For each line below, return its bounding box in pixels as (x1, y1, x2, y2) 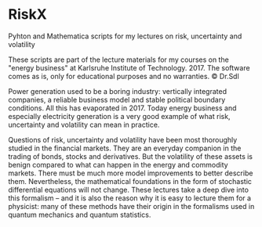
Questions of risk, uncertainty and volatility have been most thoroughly (8, 135, 238, 144)
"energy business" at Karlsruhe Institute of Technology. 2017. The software (8, 63, 250, 72)
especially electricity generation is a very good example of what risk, (8, 111, 231, 121)
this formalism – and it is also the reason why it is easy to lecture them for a (8, 193, 252, 203)
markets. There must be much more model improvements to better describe (8, 168, 253, 178)
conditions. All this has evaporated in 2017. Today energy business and (8, 103, 237, 113)
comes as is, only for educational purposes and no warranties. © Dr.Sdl (8, 71, 239, 81)
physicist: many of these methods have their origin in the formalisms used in (8, 201, 255, 211)
